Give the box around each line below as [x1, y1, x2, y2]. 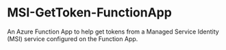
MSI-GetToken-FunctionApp [7, 5, 173, 21]
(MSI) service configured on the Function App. [7, 34, 138, 42]
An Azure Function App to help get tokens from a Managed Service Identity [7, 27, 219, 36]
